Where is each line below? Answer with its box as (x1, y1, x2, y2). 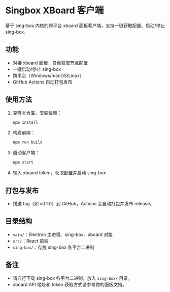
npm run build (12, 140, 43, 145)
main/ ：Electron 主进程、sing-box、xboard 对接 (12, 231, 113, 237)
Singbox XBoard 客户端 (5, 5, 104, 16)
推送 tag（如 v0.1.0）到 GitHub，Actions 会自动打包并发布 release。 (12, 201, 155, 206)
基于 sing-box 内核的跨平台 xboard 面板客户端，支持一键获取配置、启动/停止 (5, 22, 165, 29)
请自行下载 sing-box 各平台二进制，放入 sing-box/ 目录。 (12, 275, 133, 281)
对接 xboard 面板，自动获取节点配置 (12, 60, 88, 66)
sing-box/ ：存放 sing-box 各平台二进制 (12, 244, 95, 250)
